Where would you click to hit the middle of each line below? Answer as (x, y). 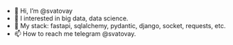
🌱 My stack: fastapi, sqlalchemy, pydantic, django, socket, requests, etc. (120, 26)
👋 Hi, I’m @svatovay (43, 11)
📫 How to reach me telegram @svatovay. (75, 34)
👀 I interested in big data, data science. (71, 18)
